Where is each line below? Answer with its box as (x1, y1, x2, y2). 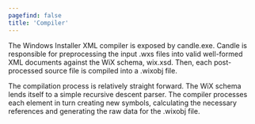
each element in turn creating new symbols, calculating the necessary (8, 98, 238, 107)
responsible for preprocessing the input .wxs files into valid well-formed (8, 49, 243, 58)
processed (8, 66, 44, 75)
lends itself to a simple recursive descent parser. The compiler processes (8, 89, 248, 99)
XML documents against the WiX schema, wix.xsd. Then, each (8, 57, 212, 67)
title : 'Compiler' (8, 19, 69, 27)
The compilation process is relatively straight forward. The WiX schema (8, 81, 242, 91)
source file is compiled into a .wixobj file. (44, 66, 178, 75)
